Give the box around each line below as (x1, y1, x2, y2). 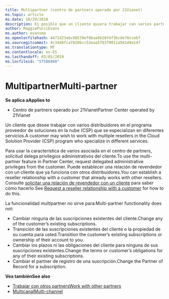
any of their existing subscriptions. (12, 253, 84, 259)
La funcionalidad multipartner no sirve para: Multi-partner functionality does (5, 200, 162, 206)
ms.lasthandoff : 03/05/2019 (5, 54, 64, 59)
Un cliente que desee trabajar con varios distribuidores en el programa (5, 122, 152, 128)
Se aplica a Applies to (5, 97, 50, 103)
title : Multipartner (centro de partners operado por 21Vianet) (5, 7, 143, 13)
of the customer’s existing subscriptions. (12, 221, 97, 227)
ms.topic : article (5, 12, 44, 17)
